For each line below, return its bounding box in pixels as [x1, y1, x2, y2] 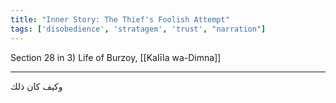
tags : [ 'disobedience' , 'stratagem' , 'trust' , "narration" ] [10, 24, 267, 34]
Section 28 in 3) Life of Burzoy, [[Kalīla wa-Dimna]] [10, 51, 222, 63]
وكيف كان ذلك [10, 80, 63, 92]
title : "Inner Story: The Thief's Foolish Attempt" [10, 14, 230, 25]
